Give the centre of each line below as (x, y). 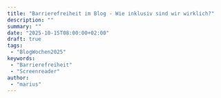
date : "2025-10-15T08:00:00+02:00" (58, 33)
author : (18, 78)
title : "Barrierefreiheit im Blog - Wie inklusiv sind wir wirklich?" (111, 13)
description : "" (30, 20)
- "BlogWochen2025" (38, 52)
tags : (15, 46)
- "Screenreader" (35, 71)
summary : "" (24, 26)
